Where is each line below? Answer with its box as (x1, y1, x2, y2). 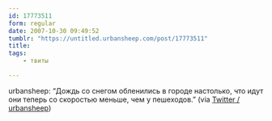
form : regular (8, 19, 57, 27)
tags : (8, 49, 27, 57)
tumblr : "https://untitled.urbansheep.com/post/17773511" (8, 34, 208, 43)
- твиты (23, 57, 49, 65)
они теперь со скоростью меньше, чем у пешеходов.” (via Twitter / (8, 94, 240, 104)
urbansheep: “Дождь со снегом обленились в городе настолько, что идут (8, 86, 264, 95)
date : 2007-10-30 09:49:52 (8, 27, 100, 35)
